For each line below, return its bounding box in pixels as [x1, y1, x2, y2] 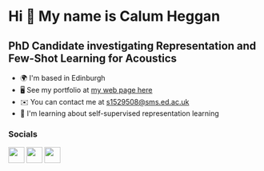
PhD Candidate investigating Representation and [8, 39, 257, 53]
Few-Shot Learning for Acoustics [8, 51, 178, 65]
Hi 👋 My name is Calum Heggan [8, 7, 221, 26]
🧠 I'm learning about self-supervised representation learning [19, 109, 220, 118]
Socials [8, 128, 38, 139]
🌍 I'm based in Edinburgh [19, 74, 106, 82]
